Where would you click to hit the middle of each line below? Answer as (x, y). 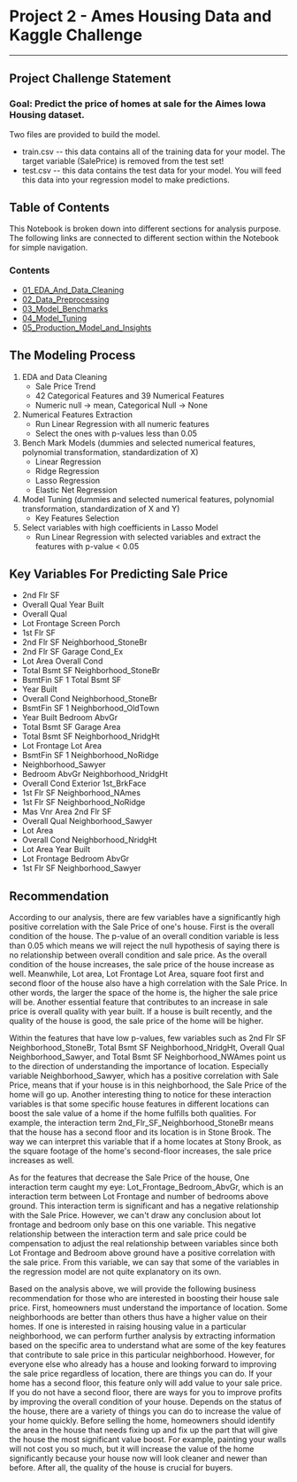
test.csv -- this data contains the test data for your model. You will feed (152, 170)
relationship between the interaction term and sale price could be (128, 1234)
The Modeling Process (72, 356)
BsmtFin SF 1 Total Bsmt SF (72, 680)
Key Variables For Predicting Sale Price (118, 574)
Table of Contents (60, 208)
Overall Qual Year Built (63, 605)
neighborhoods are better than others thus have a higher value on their (138, 1317)
